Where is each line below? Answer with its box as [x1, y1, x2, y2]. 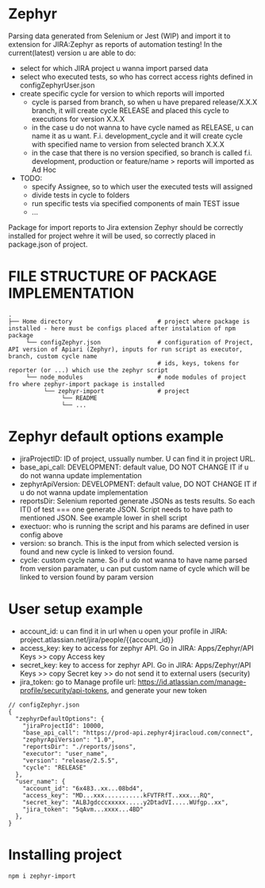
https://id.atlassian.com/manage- [137, 677, 247, 687]
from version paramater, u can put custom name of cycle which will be [19, 563, 250, 573]
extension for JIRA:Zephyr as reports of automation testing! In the [8, 39, 223, 49]
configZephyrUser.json [19, 80, 95, 90]
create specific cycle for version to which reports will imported [19, 88, 225, 98]
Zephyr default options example [8, 427, 224, 446]
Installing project [8, 845, 122, 863]
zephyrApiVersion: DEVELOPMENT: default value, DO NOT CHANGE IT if [19, 479, 257, 489]
